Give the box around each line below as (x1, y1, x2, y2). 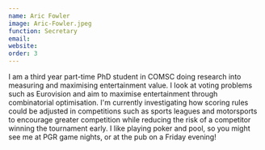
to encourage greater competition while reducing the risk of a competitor (8, 115, 251, 124)
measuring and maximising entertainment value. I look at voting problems (8, 80, 253, 90)
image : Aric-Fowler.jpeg (8, 19, 92, 28)
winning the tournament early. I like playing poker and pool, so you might (8, 123, 250, 133)
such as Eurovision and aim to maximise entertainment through (8, 89, 218, 98)
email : (8, 34, 31, 43)
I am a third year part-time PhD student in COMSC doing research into (8, 72, 242, 81)
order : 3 (8, 49, 38, 58)
